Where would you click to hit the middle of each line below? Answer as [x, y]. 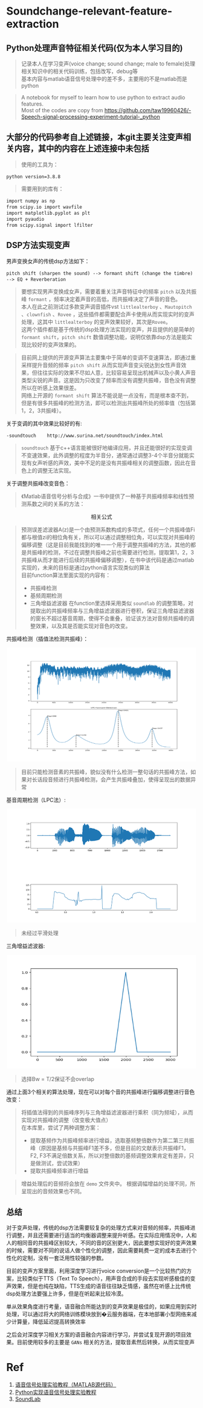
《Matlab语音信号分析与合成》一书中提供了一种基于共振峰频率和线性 [105, 496]
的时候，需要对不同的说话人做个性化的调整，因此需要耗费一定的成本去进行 [99, 1250]
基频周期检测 [46, 595]
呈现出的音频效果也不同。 [53, 1191]
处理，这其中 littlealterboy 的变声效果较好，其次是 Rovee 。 [96, 322]
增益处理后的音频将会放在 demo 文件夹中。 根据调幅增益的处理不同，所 [108, 1184]
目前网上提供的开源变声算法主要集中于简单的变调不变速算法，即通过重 [108, 357]
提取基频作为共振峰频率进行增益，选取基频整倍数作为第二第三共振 [112, 1140]
